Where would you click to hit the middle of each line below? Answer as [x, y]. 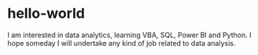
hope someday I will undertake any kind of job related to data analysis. [122, 43]
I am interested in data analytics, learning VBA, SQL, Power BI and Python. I [129, 35]
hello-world [46, 14]
